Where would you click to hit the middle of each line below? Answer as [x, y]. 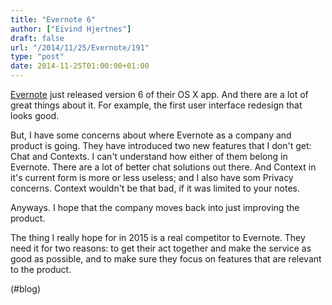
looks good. [35, 115]
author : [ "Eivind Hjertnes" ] [71, 29]
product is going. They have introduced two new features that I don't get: [161, 145]
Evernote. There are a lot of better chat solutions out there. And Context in [163, 167]
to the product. [41, 269]
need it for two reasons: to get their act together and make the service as [161, 248]
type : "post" [37, 57]
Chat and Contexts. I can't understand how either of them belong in [149, 156]
